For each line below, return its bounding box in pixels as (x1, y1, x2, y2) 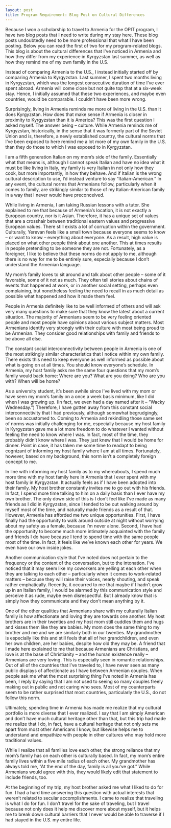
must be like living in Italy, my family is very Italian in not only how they (5, 165, 154, 171)
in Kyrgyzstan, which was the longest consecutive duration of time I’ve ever (5, 80, 165, 86)
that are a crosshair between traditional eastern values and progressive (5, 218, 155, 224)
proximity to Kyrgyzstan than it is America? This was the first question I (5, 117, 155, 123)
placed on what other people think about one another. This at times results (5, 240, 162, 246)
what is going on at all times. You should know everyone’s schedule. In (5, 361, 154, 368)
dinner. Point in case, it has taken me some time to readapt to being (5, 442, 147, 448)
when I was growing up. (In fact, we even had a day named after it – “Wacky (5, 399, 165, 405)
